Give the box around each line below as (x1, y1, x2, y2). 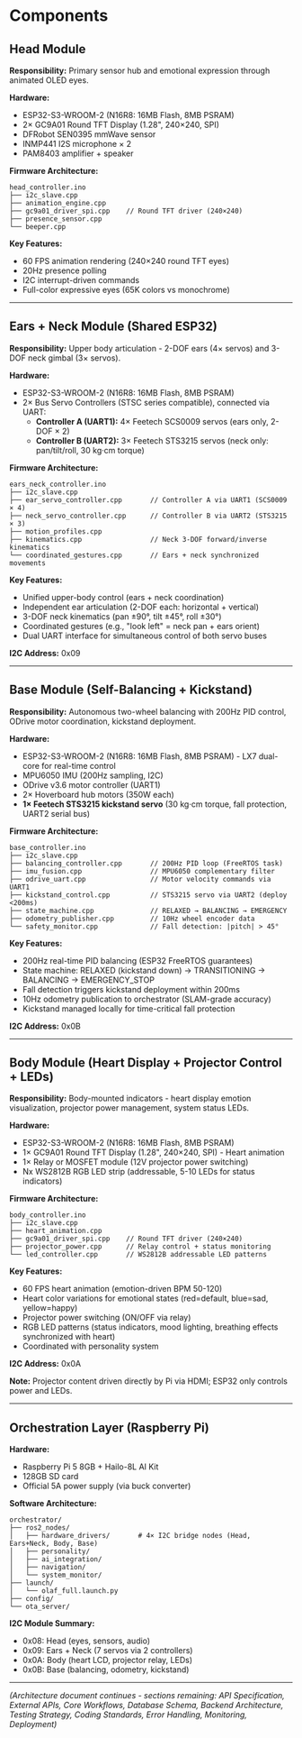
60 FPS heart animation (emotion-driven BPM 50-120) (22, 1284, 223, 1294)
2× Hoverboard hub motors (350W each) (22, 789, 175, 800)
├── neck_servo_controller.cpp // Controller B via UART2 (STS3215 (9, 511, 288, 520)
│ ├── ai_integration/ (9, 1555, 102, 1564)
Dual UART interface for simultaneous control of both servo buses (22, 630, 268, 641)
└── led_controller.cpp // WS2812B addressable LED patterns (9, 1250, 268, 1259)
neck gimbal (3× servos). (28, 352, 121, 363)
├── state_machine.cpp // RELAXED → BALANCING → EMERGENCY (9, 906, 288, 915)
